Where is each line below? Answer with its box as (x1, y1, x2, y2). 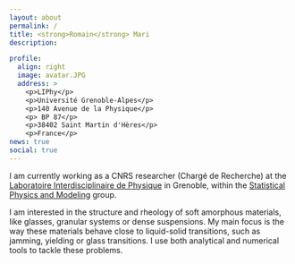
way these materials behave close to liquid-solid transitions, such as (9, 226, 261, 236)
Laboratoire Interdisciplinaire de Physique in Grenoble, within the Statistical (9, 180, 286, 191)
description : (9, 38, 58, 47)
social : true (9, 146, 58, 155)
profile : (9, 55, 42, 64)
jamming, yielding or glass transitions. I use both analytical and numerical (9, 234, 280, 246)
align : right (17, 63, 66, 72)
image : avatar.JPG (17, 71, 87, 81)
